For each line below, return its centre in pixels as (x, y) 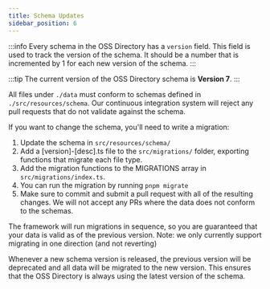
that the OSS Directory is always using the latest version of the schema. (127, 276)
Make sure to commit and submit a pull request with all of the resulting (136, 193)
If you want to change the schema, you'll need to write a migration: (119, 127)
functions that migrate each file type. (81, 159)
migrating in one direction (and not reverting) (83, 243)
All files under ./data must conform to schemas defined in (105, 94)
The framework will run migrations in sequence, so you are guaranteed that (133, 226)
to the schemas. (47, 210)
